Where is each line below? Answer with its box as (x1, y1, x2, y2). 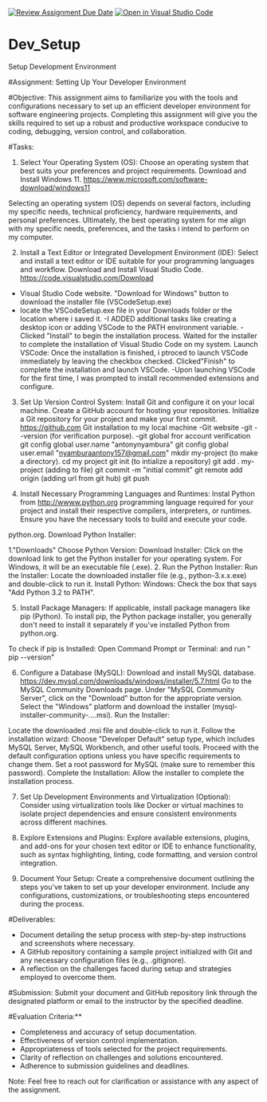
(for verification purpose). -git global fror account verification (49, 431, 251, 440)
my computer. (8, 232, 54, 242)
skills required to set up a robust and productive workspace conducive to (8, 118, 249, 128)
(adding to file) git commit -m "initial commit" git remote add (45, 465, 243, 474)
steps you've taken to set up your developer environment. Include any (19, 882, 249, 891)
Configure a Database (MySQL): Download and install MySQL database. (19, 667, 257, 677)
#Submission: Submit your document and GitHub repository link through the (8, 987, 257, 997)
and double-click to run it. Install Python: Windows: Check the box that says (8, 579, 257, 588)
